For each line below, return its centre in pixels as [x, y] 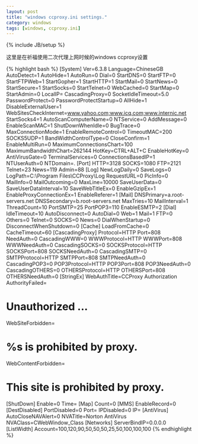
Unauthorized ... [47, 307]
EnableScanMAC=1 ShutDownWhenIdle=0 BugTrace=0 [73, 126]
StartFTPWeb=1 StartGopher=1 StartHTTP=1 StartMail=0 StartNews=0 [92, 82]
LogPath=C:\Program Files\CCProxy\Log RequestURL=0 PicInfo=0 [87, 176]
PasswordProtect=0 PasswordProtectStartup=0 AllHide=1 [76, 101]
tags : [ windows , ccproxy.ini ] [44, 28]
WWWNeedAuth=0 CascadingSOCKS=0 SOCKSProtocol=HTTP [84, 245]
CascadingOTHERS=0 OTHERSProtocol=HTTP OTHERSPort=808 [86, 271]
